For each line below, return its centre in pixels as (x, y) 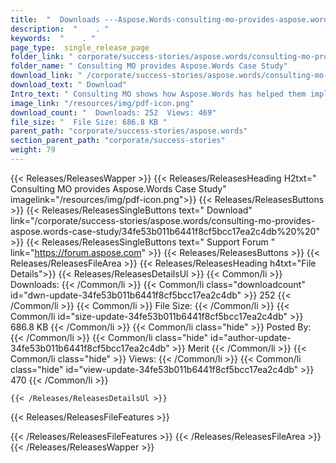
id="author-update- (251, 337)
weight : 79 (33, 150)
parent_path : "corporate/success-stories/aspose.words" (129, 131)
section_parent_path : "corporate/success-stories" (118, 141)
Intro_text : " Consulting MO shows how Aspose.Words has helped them (158, 94)
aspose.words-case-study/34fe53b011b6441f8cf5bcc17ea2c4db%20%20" (165, 231)
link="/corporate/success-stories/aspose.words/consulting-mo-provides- (163, 220)
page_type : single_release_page (80, 47)
